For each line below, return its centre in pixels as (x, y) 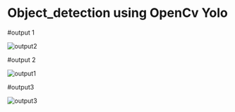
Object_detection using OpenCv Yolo (117, 13)
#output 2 (22, 60)
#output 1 (21, 32)
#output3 (21, 87)
